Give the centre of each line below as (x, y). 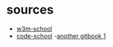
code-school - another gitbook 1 (61, 35)
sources (30, 10)
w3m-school (34, 29)
